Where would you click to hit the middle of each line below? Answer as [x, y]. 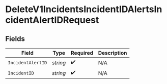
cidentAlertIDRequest [52, 20]
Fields [15, 39]
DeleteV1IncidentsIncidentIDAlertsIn [84, 9]
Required [82, 53]
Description [113, 53]
